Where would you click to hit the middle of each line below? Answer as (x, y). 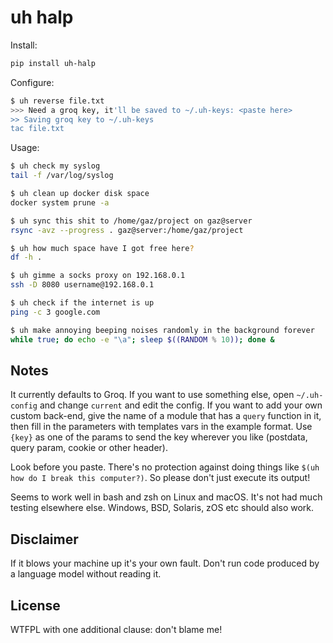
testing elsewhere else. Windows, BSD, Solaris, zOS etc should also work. (162, 508)
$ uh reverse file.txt (57, 101)
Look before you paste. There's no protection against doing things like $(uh (165, 467)
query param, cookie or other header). (89, 448)
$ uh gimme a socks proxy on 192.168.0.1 (98, 276)
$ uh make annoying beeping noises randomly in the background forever (162, 330)
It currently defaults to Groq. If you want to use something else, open (152, 395)
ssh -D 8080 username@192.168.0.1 (82, 285)
